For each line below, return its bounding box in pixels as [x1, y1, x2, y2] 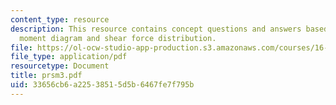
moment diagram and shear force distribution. [19, 33, 217, 43]
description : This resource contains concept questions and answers [10, 24, 302, 34]
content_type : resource [10, 14, 110, 25]
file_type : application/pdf [10, 52, 128, 62]
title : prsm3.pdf [10, 71, 83, 81]
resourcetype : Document [10, 61, 110, 71]
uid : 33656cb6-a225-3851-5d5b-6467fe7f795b [10, 80, 195, 90]
